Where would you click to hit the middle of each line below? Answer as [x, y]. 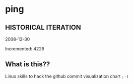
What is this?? [28, 64]
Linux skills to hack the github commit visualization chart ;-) [67, 76]
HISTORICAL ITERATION [43, 27]
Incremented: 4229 [25, 49]
